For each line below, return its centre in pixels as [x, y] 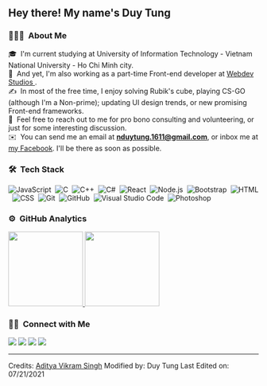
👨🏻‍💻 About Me [38, 36]
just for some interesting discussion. [68, 127]
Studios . [23, 82]
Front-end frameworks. [46, 111]
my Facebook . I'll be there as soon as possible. [85, 148]
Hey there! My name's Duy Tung [89, 13]
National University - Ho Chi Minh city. [71, 65]
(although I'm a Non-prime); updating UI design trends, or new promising [128, 102]
